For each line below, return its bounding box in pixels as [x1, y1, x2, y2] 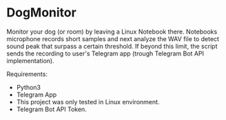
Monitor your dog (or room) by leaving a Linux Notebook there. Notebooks [6, 27, 218, 36]
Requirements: [6, 70, 48, 78]
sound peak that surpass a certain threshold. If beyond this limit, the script [6, 42, 218, 50]
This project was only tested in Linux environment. [16, 97, 160, 106]
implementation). [6, 56, 54, 64]
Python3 [16, 83, 41, 91]
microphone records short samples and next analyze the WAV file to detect [6, 34, 220, 43]
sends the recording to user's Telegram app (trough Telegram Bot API [6, 49, 205, 58]
